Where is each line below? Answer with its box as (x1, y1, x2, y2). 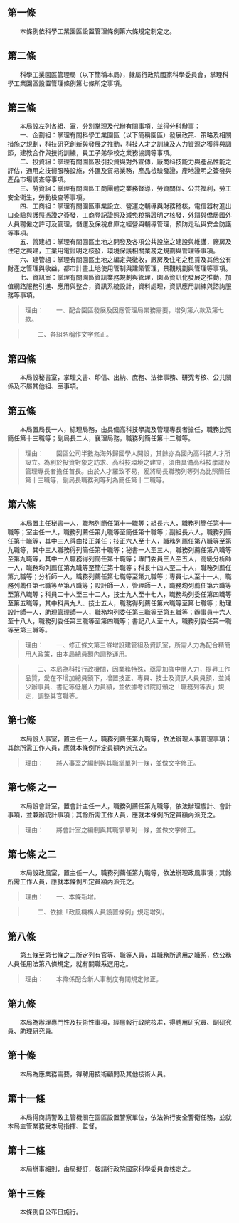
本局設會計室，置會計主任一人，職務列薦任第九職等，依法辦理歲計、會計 (19, 801, 232, 810)
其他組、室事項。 (31, 382, 83, 391)
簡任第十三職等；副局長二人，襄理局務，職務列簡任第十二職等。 (7, 434, 194, 443)
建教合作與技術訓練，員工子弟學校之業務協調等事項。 (19, 149, 176, 157)
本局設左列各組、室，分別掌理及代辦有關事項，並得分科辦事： (19, 122, 201, 130)
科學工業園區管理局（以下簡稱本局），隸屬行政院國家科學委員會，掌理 (19, 70, 223, 78)
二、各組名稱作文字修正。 (37, 330, 112, 339)
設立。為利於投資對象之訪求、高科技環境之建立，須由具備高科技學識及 (24, 458, 231, 467)
